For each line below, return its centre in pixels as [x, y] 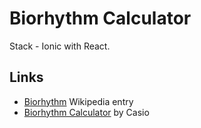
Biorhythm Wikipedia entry [78, 101]
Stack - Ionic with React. [60, 46]
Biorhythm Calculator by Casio [86, 112]
